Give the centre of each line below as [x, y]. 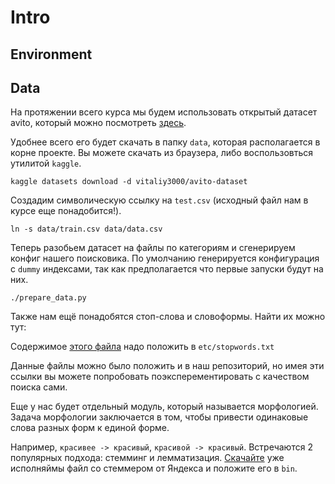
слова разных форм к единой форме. [90, 428]
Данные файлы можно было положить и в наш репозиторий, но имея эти [167, 366]
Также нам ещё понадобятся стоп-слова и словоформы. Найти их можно [168, 317]
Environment [51, 54]
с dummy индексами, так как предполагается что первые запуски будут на [167, 269]
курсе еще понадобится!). [66, 211]
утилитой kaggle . [46, 163]
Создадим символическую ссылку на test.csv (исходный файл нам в [159, 200]
